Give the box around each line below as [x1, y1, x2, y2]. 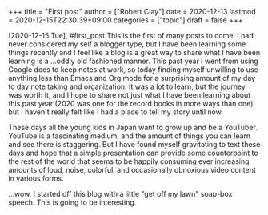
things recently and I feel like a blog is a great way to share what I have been [8, 48, 261, 57]
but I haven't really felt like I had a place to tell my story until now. [8, 107, 224, 117]
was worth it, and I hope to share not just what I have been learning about [8, 90, 251, 99]
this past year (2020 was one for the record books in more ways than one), [8, 99, 256, 108]
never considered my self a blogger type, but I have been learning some [8, 39, 246, 49]
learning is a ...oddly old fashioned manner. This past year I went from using [8, 56, 258, 66]
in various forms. [8, 173, 64, 183]
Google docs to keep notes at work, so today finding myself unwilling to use [8, 65, 258, 74]
